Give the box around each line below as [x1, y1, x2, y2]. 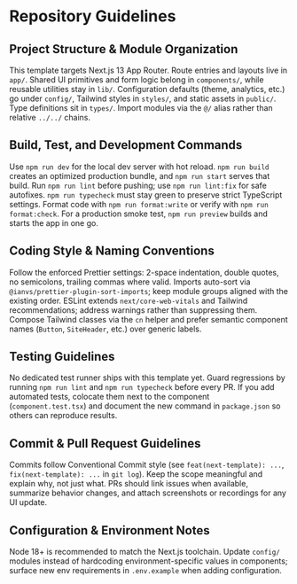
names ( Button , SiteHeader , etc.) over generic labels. [9, 323, 202, 334]
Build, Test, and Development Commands [9, 137, 243, 152]
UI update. [9, 497, 48, 508]
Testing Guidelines [9, 349, 115, 364]
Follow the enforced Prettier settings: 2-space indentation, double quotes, [9, 267, 279, 277]
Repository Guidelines [9, 6, 176, 27]
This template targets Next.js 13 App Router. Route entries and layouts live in [9, 65, 288, 75]
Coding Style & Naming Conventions [9, 244, 215, 259]
